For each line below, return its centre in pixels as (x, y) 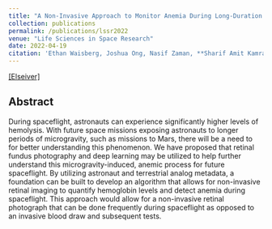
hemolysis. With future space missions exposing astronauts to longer (123, 129)
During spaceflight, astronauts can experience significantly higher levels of (134, 121)
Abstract (31, 102)
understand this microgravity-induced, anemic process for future (117, 164)
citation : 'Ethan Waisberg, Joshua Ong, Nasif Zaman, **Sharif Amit (126, 53)
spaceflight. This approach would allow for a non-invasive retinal (116, 198)
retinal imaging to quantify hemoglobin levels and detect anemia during (127, 190)
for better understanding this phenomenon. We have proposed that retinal (132, 147)
